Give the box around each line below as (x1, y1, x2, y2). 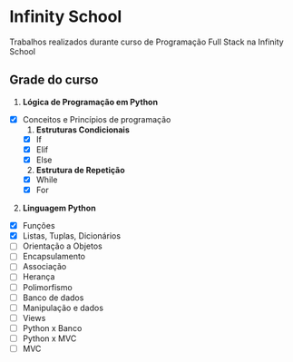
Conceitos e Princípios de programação (22, 113, 171, 124)
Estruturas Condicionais (35, 124, 130, 135)
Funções (22, 220, 56, 231)
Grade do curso (9, 73, 99, 88)
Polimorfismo (22, 281, 73, 292)
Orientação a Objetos (22, 240, 103, 251)
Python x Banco (22, 322, 83, 333)
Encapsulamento (22, 251, 86, 262)
